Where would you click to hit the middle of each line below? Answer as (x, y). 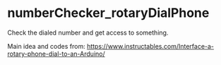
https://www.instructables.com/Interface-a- (150, 46)
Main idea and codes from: (47, 46)
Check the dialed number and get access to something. (88, 32)
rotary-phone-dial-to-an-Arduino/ (56, 54)
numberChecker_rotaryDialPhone (108, 13)
